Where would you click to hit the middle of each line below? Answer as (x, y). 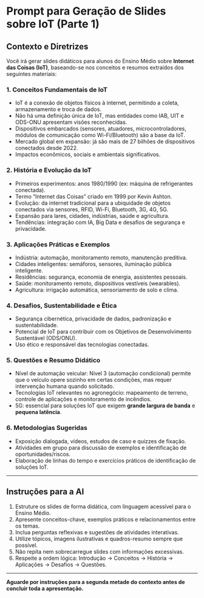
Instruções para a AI (45, 492)
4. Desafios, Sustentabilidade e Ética (62, 305)
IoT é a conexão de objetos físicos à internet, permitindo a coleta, (97, 103)
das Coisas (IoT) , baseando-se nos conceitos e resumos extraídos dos (95, 67)
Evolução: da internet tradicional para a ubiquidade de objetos (93, 203)
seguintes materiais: (32, 74)
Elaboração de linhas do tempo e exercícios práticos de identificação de (105, 460)
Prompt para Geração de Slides (86, 11)
